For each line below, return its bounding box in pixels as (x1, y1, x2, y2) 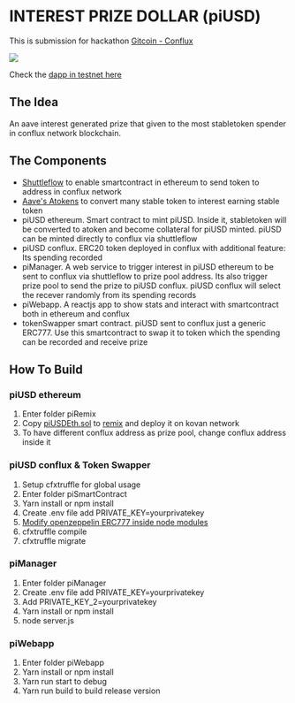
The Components (9, 153, 108, 169)
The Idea (9, 95, 59, 110)
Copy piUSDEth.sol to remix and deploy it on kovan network (21, 418, 240, 429)
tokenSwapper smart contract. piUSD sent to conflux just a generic (21, 317, 267, 328)
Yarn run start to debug (21, 676, 108, 687)
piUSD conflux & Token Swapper (9, 459, 152, 471)
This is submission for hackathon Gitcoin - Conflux (9, 35, 193, 46)
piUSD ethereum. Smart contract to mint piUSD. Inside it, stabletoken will (21, 214, 287, 225)
